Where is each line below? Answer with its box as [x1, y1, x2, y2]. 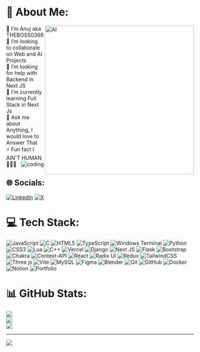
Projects [6, 57, 27, 64]
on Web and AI [6, 50, 43, 57]
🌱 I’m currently [6, 88, 42, 95]
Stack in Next [6, 101, 39, 108]
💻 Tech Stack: [6, 216, 80, 229]
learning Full [6, 95, 37, 102]
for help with [6, 69, 37, 76]
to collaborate [6, 44, 40, 51]
